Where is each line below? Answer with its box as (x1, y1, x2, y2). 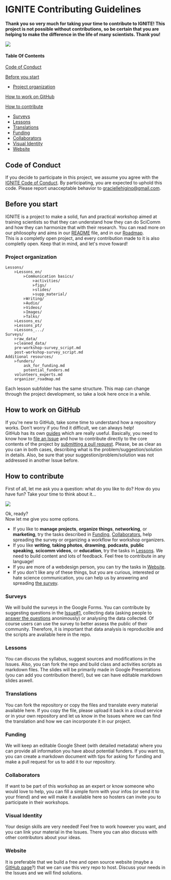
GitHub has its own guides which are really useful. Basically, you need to (5, 430, 158, 436)
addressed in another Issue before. (5, 457, 79, 463)
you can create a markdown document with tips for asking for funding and (5, 753, 162, 759)
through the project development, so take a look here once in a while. (5, 391, 151, 397)
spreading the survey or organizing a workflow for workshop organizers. (12, 536, 165, 543)
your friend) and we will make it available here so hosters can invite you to (5, 794, 161, 800)
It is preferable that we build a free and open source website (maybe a (5, 859, 153, 865)
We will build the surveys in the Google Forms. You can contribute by (5, 604, 151, 610)
